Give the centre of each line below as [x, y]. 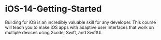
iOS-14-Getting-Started [53, 9]
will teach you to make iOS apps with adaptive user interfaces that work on [80, 27]
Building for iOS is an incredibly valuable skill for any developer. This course [80, 22]
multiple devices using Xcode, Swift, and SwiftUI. [54, 32]
